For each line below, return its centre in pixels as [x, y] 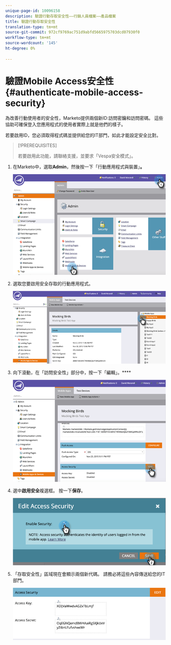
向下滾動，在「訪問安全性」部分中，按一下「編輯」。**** [72, 372]
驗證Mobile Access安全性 [60, 81]
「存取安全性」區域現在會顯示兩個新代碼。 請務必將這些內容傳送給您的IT [89, 574]
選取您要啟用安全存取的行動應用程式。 [53, 284]
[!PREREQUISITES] [37, 145]
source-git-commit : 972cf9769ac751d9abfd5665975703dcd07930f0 [73, 32]
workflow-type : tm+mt [28, 38]
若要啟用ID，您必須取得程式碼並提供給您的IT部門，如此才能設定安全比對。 [83, 135]
